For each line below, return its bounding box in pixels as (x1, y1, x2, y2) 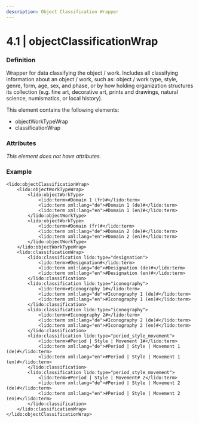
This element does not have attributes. (6, 153, 102, 160)
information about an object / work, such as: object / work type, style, (6, 76, 178, 83)
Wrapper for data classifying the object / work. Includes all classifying (6, 69, 178, 76)
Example (6, 168, 32, 176)
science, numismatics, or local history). (6, 95, 103, 102)
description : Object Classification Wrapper (6, 8, 119, 15)
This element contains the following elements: (6, 106, 120, 114)
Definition (6, 56, 36, 64)
